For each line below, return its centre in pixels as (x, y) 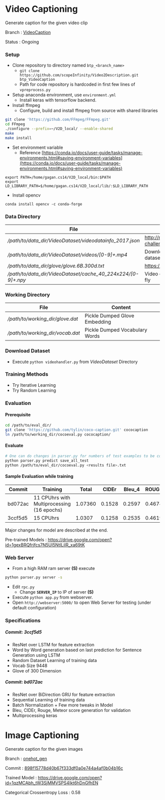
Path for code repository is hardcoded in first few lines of (77, 84)
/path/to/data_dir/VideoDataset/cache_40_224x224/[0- (73, 273)
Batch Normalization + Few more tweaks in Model (62, 705)
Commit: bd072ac (24, 682)
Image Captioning (42, 735)
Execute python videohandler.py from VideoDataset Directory (75, 362)
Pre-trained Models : (26, 539)
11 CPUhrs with (52, 498)
